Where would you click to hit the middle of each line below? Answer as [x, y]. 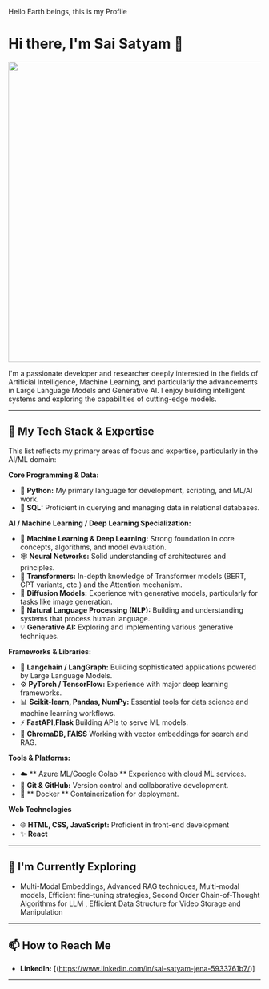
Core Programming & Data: [54, 475]
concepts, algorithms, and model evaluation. [93, 547]
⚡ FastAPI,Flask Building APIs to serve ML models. [104, 722]
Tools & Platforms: [39, 758]
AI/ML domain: [32, 459]
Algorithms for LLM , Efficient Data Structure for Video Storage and [130, 903]
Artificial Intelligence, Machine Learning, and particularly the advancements [133, 382]
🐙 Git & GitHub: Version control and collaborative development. [124, 785]
